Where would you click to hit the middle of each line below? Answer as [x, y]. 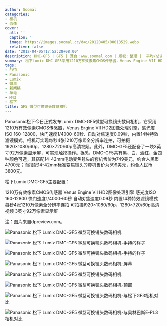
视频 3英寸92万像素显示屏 [32, 211]
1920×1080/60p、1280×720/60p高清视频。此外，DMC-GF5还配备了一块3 [81, 146]
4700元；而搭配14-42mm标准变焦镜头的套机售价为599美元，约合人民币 [79, 165]
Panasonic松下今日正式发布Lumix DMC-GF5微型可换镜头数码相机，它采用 [81, 122]
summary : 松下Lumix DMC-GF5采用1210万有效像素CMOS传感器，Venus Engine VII [80, 61]
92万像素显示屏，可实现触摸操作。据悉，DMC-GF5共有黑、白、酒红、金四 [85, 153]
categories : [17, 14]
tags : [11, 65]
